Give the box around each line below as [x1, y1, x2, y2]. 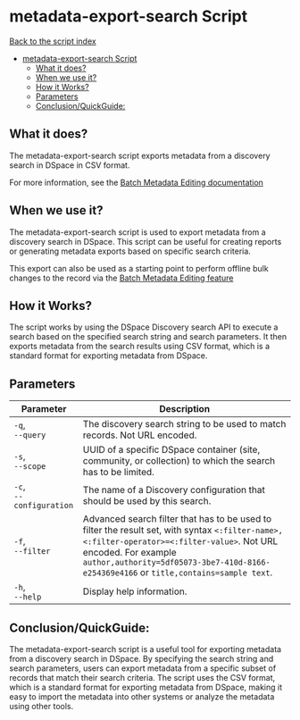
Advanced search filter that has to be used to [82, 513, 272, 525]
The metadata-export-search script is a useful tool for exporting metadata [9, 644, 282, 654]
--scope [13, 462, 46, 472]
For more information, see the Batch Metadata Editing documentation [9, 177, 263, 188]
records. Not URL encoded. [82, 429, 197, 441]
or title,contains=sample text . [139, 566, 273, 579]
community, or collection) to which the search [82, 455, 275, 467]
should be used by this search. [82, 495, 212, 507]
